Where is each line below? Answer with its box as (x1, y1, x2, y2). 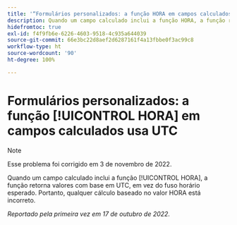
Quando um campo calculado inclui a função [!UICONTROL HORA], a (7, 174, 208, 182)
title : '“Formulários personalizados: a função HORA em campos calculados (7, 10, 232, 18)
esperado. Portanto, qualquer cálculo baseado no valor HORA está (7, 188, 201, 197)
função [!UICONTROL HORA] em (7, 107, 201, 123)
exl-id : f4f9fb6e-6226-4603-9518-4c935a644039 (7, 30, 147, 37)
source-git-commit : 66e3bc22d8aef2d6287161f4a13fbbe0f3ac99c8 (7, 37, 194, 44)
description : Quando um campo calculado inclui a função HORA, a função (7, 17, 226, 24)
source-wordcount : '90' (7, 50, 78, 57)
